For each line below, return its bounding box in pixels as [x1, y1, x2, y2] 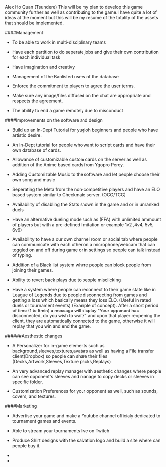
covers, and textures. [12, 393, 56, 399]
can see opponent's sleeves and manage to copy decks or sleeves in [12, 374, 154, 379]
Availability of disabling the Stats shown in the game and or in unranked [12, 201, 159, 207]
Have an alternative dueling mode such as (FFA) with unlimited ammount [12, 216, 161, 222]
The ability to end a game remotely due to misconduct [12, 108, 123, 113]
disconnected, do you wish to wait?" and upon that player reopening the [12, 313, 161, 318]
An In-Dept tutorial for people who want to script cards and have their [12, 142, 155, 148]
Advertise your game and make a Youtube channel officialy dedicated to [12, 413, 161, 419]
